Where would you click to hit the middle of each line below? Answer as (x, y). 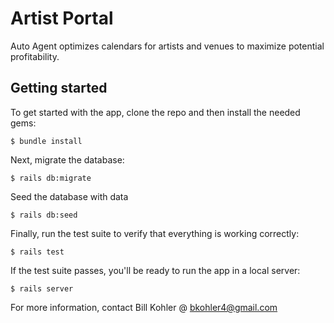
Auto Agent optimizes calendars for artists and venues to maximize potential (167, 46)
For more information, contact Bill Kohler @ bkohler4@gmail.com (144, 307)
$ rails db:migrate (51, 178)
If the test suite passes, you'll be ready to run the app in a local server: (155, 270)
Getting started (59, 88)
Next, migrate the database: (67, 159)
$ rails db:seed (44, 215)
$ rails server (42, 288)
